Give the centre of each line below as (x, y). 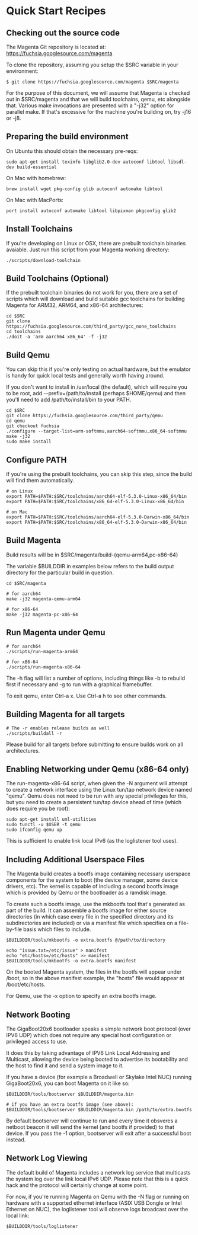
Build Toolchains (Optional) (58, 279)
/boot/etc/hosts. (26, 984)
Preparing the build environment (67, 137)
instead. (16, 1140)
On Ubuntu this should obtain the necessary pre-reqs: (72, 151)
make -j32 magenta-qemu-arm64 (44, 599)
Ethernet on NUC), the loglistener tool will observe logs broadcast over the (97, 1209)
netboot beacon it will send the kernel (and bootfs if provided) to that (90, 1127)
